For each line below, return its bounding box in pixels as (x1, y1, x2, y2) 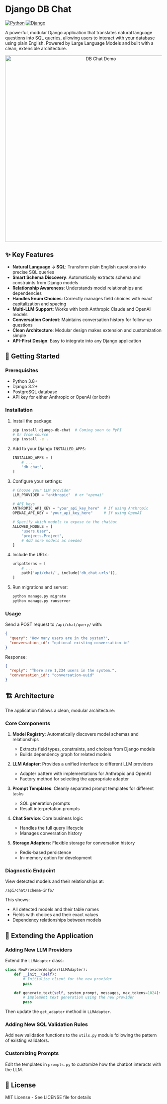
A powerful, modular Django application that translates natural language (5, 29, 153, 35)
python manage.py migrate (12, 594, 66, 598)
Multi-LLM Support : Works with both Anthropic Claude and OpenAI (12, 306, 151, 312)
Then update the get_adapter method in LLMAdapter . (5, 1009, 111, 1015)
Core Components (5, 720, 51, 727)
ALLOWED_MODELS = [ (12, 524, 53, 529)
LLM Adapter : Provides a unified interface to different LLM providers (12, 761, 153, 767)
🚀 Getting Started (5, 352, 60, 361)
